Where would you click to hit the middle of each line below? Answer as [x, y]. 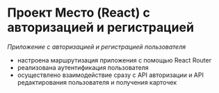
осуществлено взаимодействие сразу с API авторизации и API [110, 75]
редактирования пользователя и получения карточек [97, 82]
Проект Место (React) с [79, 13]
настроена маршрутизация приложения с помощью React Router [114, 60]
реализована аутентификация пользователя [83, 67]
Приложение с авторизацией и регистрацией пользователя [97, 46]
